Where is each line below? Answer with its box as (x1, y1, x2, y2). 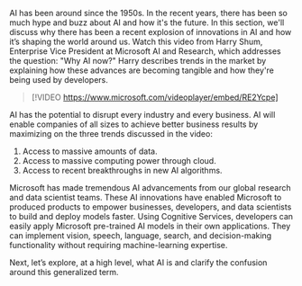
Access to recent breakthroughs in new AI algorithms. (22, 165, 223, 175)
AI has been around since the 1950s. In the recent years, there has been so (9, 8, 288, 18)
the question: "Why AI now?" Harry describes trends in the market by (9, 56, 267, 66)
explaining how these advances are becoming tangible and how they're (9, 65, 275, 76)
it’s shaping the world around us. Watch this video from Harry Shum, (9, 36, 263, 47)
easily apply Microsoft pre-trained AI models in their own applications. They (9, 220, 291, 231)
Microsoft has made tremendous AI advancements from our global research (9, 183, 291, 192)
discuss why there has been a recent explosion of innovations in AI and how (9, 27, 292, 37)
